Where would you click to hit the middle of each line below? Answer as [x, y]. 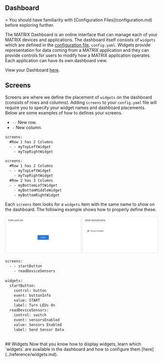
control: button [30, 291]
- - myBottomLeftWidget [33, 185]
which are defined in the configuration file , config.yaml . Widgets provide [78, 45]
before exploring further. [30, 25]
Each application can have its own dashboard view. [56, 60]
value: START [27, 300]
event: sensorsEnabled [37, 320]
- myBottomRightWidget [37, 195]
